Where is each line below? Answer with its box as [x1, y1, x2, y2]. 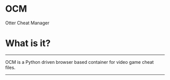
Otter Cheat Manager [5, 20, 50, 26]
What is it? [5, 37, 51, 49]
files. [5, 64, 16, 70]
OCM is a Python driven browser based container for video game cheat [5, 59, 154, 65]
